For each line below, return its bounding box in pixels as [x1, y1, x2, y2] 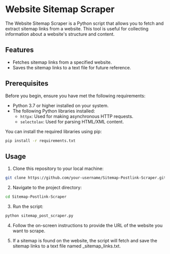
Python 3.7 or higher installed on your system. [12, 102, 109, 108]
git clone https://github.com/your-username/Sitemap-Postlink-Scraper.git [5, 176, 166, 181]
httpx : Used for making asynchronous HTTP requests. [20, 113, 134, 119]
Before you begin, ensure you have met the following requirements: [5, 93, 146, 99]
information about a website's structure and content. [5, 31, 115, 37]
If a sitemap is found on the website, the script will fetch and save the [12, 237, 158, 243]
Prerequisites [5, 79, 49, 88]
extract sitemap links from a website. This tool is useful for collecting [5, 25, 149, 31]
